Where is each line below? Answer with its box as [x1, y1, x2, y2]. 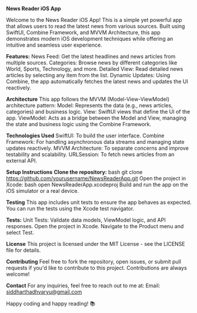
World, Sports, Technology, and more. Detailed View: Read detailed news [6, 65, 183, 73]
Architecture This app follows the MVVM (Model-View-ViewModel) [6, 95, 170, 103]
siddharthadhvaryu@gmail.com [6, 288, 82, 295]
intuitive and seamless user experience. [6, 41, 102, 48]
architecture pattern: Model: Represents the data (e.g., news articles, [6, 102, 173, 108]
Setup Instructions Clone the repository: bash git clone [6, 169, 143, 176]
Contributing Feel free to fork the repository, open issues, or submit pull [6, 258, 181, 265]
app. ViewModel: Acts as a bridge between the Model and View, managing [6, 114, 186, 121]
